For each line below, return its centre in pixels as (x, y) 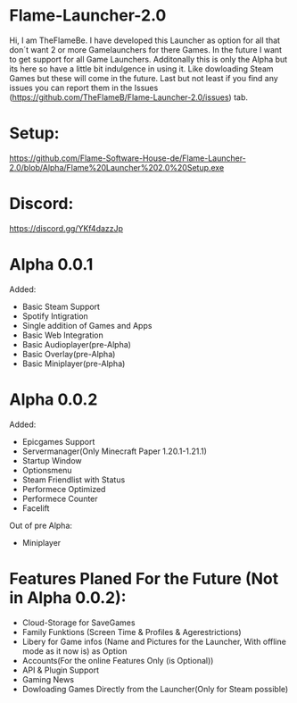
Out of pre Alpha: (41, 525)
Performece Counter (60, 498)
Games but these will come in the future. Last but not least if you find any (144, 78)
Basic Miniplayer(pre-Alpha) (74, 364)
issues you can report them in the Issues (84, 88)
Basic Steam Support (61, 306)
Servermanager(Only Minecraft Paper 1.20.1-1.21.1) (115, 451)
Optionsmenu (47, 470)
